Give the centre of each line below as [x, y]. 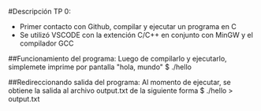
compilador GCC [47, 43]
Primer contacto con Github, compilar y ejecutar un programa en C [128, 26]
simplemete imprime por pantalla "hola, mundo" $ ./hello [100, 67]
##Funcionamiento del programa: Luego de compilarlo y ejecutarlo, [117, 59]
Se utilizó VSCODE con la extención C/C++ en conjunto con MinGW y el [136, 35]
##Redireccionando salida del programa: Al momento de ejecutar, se [119, 82]
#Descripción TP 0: [39, 11]
